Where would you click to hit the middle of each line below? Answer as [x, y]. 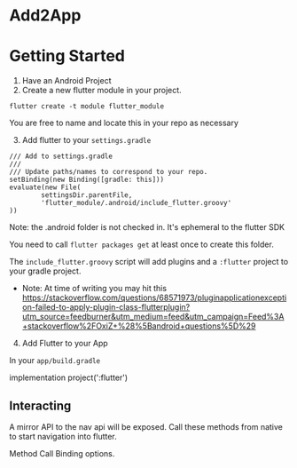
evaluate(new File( [45, 187]
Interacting [40, 405]
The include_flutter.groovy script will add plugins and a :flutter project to [149, 262]
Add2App [45, 16]
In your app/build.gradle [55, 361]
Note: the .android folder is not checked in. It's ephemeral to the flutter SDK [147, 227]
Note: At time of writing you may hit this [94, 289]
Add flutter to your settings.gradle [86, 140]
